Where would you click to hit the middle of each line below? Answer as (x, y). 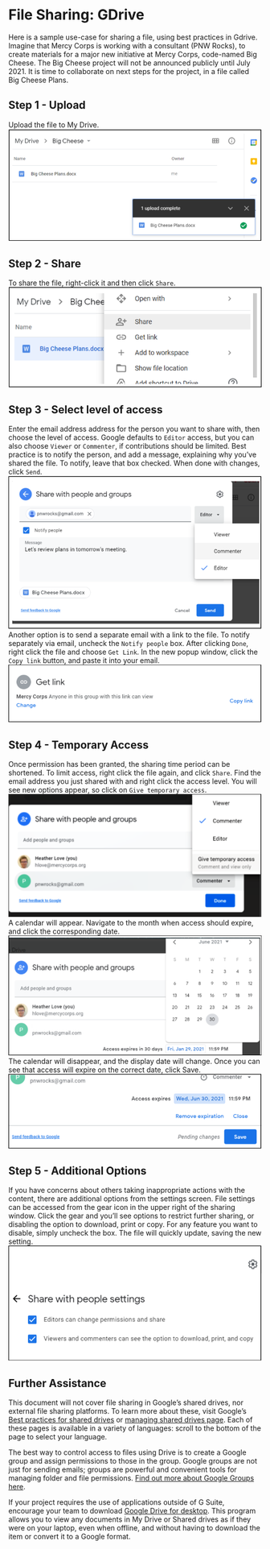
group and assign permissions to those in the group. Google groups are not (133, 1461)
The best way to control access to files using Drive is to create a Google (127, 1452)
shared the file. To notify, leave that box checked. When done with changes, (134, 463)
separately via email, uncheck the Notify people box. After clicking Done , (129, 644)
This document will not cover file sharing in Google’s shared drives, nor (126, 1402)
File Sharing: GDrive (76, 15)
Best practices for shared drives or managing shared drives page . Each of (131, 1420)
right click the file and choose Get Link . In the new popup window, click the (133, 652)
